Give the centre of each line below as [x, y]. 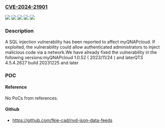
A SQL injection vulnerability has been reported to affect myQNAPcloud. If [80, 42]
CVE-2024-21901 [26, 7]
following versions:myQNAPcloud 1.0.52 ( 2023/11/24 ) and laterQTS [74, 57]
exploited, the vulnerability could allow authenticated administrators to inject [82, 47]
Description [19, 31]
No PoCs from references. [32, 98]
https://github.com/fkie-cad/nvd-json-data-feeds [62, 120]
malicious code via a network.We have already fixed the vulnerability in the [81, 52]
